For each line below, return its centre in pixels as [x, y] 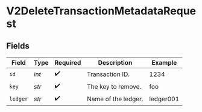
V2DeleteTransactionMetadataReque [101, 11]
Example [164, 63]
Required [68, 63]
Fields [18, 46]
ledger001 [164, 99]
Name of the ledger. [115, 99]
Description [115, 63]
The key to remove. [114, 86]
